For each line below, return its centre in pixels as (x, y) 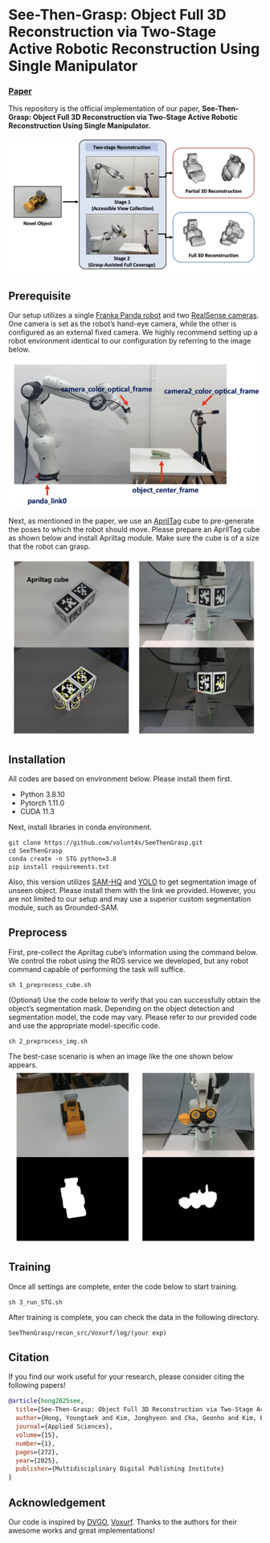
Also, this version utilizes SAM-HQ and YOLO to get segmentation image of (133, 882)
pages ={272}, (37, 1452)
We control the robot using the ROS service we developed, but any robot (129, 961)
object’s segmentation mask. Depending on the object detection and (121, 1008)
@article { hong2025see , (46, 1401)
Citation (29, 1357)
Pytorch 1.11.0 (42, 803)
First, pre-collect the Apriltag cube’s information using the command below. (133, 952)
